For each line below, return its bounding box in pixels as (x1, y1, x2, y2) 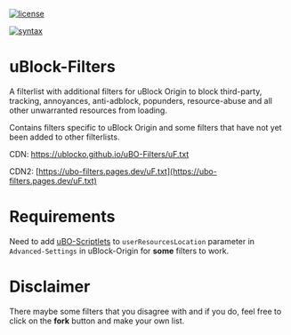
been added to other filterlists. (9, 132, 120, 142)
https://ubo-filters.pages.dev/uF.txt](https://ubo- (38, 165, 218, 177)
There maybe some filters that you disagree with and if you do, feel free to (9, 306, 282, 316)
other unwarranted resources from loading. (9, 105, 167, 116)
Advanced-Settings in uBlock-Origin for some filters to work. (9, 245, 230, 256)
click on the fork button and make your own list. (9, 315, 185, 326)
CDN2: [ (9, 165, 39, 177)
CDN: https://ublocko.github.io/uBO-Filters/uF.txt (9, 148, 190, 159)
